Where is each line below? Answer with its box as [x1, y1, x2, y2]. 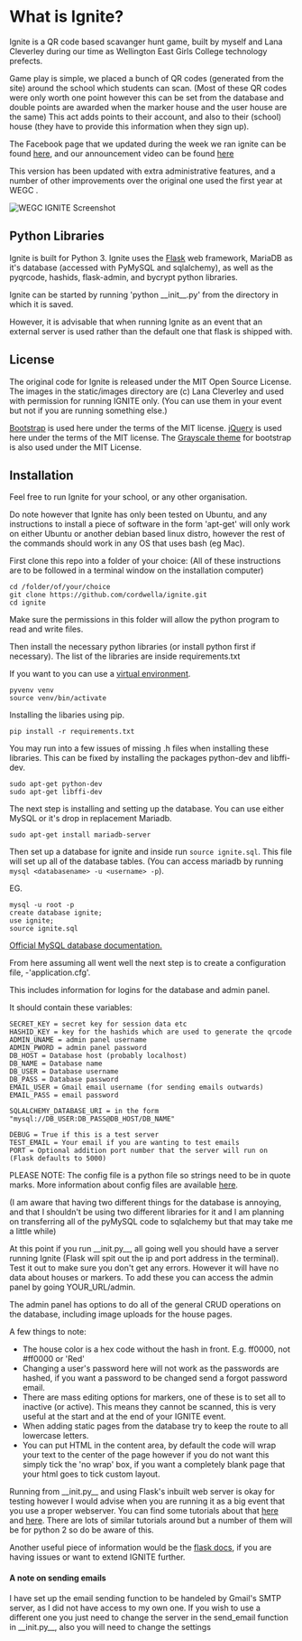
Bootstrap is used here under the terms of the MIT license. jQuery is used [9, 422, 282, 433]
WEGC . [9, 184, 39, 195]
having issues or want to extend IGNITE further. [9, 1552, 186, 1562]
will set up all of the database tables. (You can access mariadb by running [9, 856, 284, 867]
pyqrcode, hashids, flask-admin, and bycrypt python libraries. [9, 271, 239, 282]
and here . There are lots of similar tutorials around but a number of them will [9, 1515, 293, 1526]
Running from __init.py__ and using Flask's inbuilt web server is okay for [9, 1486, 275, 1497]
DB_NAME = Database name [9, 1059, 103, 1068]
